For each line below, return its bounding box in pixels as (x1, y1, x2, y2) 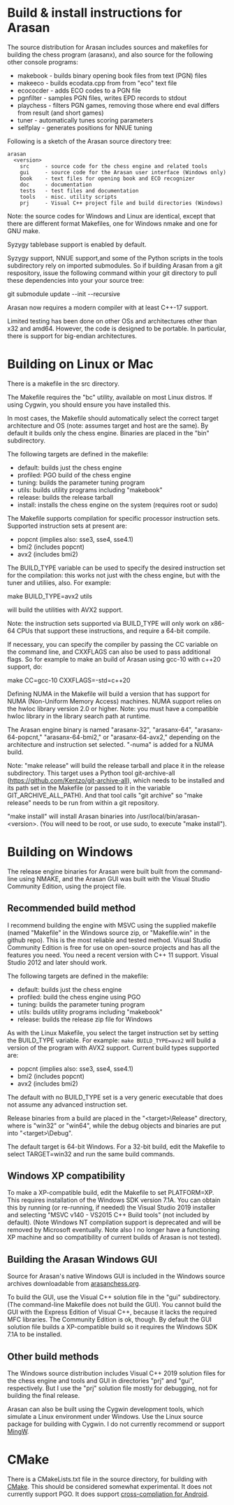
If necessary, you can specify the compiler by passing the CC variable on (7, 640, 219, 648)
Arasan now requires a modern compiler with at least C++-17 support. (7, 303, 208, 311)
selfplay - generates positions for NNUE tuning (17, 123, 152, 132)
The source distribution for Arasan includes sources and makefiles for (7, 43, 208, 51)
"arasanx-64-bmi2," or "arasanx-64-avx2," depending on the (43, 733, 220, 741)
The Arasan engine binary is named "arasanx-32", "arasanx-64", (7, 725, 193, 734)
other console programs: (7, 57, 78, 66)
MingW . (7, 1427, 29, 1436)
